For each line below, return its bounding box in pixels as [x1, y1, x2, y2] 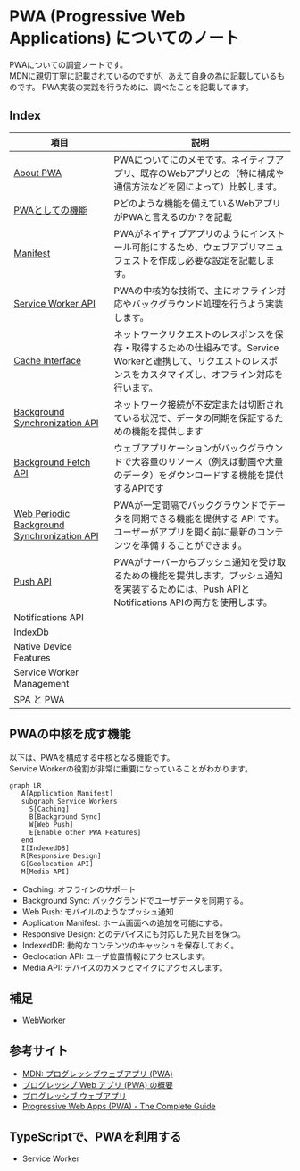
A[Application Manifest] [21, 788, 114, 797]
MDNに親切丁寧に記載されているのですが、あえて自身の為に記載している [9, 70, 278, 81]
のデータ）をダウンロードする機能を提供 [113, 468, 284, 481]
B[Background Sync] [29, 812, 102, 821]
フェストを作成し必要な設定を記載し [113, 254, 266, 266]
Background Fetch [13, 456, 91, 468]
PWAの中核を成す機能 [9, 727, 131, 742]
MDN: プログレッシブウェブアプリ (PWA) [21, 1068, 173, 1079]
